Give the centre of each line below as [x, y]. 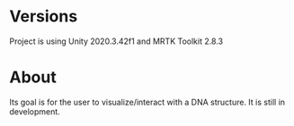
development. [35, 111]
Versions [44, 17]
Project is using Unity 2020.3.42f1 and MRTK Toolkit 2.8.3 [116, 41]
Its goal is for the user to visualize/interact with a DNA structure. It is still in [147, 102]
